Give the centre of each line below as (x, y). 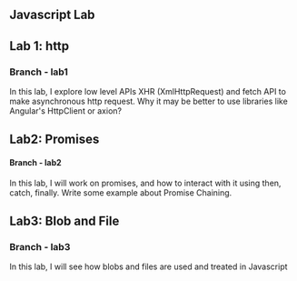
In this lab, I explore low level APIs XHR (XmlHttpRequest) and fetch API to (148, 92)
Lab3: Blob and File (64, 221)
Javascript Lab (52, 15)
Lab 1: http (40, 46)
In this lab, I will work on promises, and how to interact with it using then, (145, 183)
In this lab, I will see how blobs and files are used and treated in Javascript (148, 266)
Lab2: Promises (54, 140)
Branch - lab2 (35, 163)
